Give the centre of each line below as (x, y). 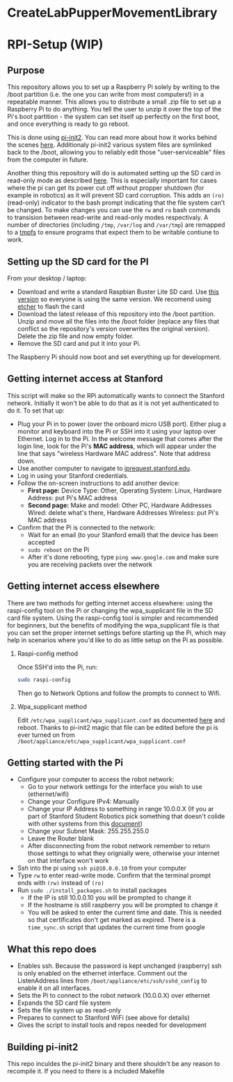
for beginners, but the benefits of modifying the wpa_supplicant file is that (113, 625)
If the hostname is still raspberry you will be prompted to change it (123, 905)
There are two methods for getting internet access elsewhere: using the (110, 603)
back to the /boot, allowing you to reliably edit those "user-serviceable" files (116, 152)
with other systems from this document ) (85, 824)
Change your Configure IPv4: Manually (83, 802)
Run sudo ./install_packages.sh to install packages (92, 890)
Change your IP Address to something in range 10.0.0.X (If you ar (121, 809)
